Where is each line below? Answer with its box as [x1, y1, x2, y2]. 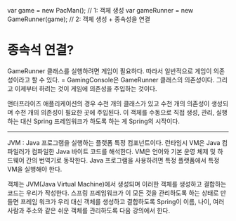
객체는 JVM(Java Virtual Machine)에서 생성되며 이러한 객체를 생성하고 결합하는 [7, 179, 227, 188]
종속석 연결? [7, 42, 74, 58]
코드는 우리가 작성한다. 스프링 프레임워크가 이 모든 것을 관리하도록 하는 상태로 [7, 189, 219, 197]
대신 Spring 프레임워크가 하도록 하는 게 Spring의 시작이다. [20, 117, 181, 125]
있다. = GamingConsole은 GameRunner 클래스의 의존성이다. [46, 75, 215, 84]
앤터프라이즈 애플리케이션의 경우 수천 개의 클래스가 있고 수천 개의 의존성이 [7, 99, 210, 108]
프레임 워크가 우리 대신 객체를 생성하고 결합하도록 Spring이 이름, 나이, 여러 [20, 197, 225, 206]
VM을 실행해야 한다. [7, 165, 63, 173]
